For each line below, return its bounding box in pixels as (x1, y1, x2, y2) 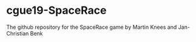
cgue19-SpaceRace (6, 4, 107, 17)
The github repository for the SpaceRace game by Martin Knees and (6, 23, 177, 31)
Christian (6, 29, 29, 37)
